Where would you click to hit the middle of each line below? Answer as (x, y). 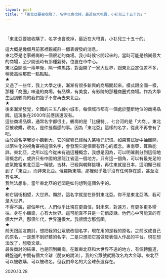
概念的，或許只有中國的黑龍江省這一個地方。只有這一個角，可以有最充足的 (85, 158)
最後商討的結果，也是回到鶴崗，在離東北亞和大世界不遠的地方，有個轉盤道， (83, 249)
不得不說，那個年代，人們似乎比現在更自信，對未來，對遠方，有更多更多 (79, 207)
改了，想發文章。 (27, 243)
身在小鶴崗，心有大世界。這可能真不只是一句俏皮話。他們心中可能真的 (85, 213)
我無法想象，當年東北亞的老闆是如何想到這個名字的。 (59, 183)
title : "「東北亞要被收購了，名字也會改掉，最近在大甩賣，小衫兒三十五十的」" (76, 14)
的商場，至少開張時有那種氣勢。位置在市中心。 (53, 61)
